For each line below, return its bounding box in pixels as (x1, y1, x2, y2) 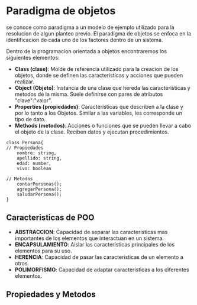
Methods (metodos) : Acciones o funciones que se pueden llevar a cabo (14, 122, 191, 129)
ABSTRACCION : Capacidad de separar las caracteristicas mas (14, 228, 168, 235)
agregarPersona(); (17, 186, 62, 192)
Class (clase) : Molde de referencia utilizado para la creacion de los (14, 65, 179, 72)
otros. (14, 259, 30, 267)
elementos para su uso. (14, 247, 72, 254)
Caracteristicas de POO (6, 213, 95, 223)
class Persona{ (6, 139, 44, 145)
